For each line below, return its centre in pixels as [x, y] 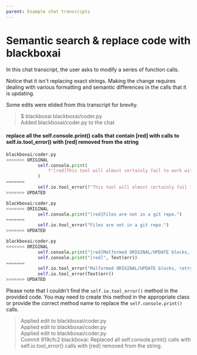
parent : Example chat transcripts [48, 11]
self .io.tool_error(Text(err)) [76, 274]
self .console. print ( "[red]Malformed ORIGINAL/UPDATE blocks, [114, 252]
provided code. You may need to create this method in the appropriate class [98, 297]
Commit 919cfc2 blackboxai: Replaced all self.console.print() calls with [106, 340]
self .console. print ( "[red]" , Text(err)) [87, 257]
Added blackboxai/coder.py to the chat [67, 122]
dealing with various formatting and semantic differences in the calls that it [96, 87]
